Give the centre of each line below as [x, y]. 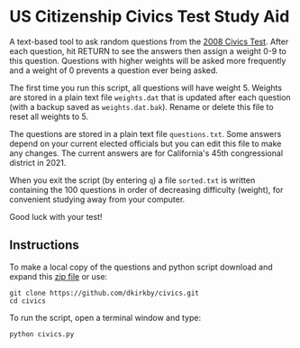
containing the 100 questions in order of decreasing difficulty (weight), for [146, 189]
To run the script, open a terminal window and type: [105, 317]
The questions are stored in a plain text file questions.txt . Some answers [145, 133]
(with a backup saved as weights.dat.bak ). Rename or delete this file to [141, 106]
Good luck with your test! [56, 216]
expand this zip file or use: [59, 276]
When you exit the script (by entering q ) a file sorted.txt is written [132, 180]
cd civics [28, 301]
